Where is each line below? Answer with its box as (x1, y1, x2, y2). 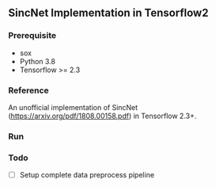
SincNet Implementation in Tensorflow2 (8, 6, 209, 20)
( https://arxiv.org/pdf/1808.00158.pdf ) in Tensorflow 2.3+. (8, 111, 197, 120)
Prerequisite (8, 30, 57, 41)
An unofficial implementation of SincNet (8, 102, 138, 112)
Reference (8, 85, 49, 96)
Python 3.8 (19, 56, 55, 66)
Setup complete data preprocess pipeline (19, 170, 155, 180)
